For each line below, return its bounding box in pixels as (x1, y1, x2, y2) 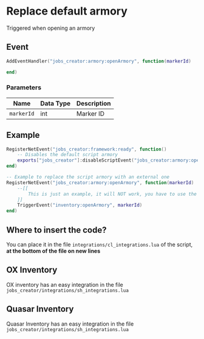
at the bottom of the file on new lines (6, 247, 101, 255)
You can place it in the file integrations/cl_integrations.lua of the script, (6, 241, 193, 248)
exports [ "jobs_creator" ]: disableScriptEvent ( (17, 157, 135, 163)
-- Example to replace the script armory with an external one (6, 174, 170, 180)
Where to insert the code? (6, 225, 107, 235)
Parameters (6, 83, 41, 92)
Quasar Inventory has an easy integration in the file (6, 320, 134, 327)
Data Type (40, 99, 71, 108)
